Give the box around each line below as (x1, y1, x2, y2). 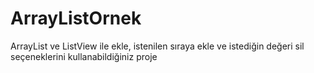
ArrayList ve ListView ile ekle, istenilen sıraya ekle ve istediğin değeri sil (10, 40, 305, 52)
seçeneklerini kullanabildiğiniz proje (10, 50, 158, 62)
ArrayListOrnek (10, 7, 142, 30)
